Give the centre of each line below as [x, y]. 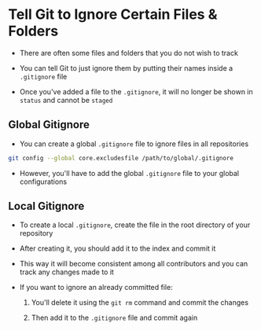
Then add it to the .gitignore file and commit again [114, 318]
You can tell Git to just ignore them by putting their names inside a [126, 68]
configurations [43, 181]
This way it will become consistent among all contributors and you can [134, 264]
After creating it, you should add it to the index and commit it [118, 248]
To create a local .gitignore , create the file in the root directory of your [135, 225]
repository [36, 233]
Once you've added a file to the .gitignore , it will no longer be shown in [136, 91]
